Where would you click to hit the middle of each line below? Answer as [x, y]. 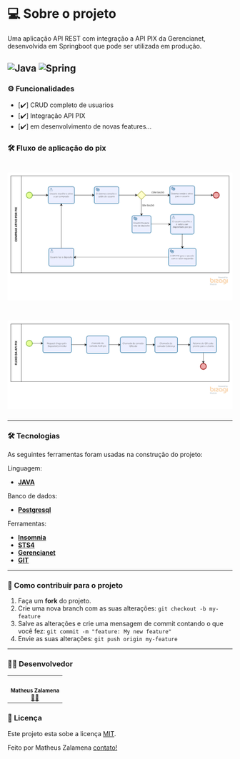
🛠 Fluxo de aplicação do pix [57, 148]
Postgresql [34, 509]
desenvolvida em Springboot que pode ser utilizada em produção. [105, 46]
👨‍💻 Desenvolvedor [40, 664]
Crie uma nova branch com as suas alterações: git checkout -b [112, 608]
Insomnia [32, 537]
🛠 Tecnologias [34, 436]
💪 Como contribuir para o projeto [65, 585]
